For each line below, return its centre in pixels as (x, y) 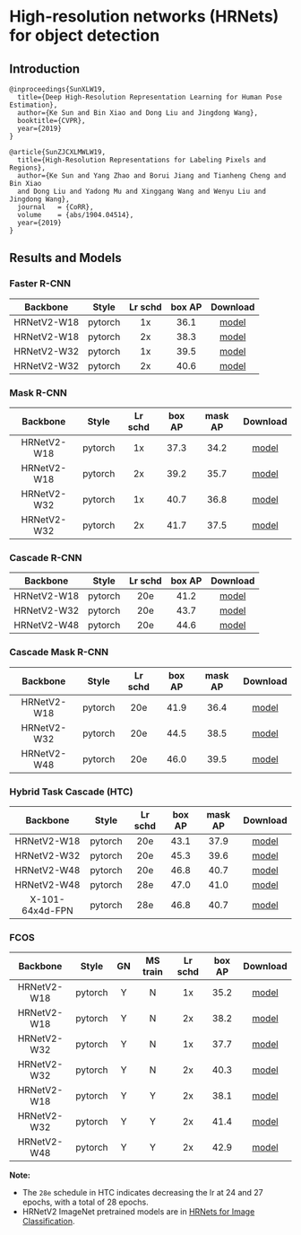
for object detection (85, 35)
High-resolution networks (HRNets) (144, 17)
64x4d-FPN (47, 910)
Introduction (45, 69)
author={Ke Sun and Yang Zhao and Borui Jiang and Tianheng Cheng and (152, 176)
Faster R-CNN (40, 284)
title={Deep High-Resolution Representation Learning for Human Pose (150, 97)
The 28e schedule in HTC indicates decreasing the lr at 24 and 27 (142, 1193)
